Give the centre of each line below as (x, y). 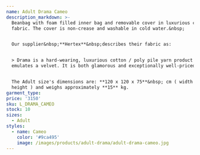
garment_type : (24, 93)
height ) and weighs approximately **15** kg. (70, 87)
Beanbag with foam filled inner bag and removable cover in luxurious (101, 23)
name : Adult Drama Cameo (37, 12)
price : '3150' (24, 98)
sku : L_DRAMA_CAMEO (30, 104)
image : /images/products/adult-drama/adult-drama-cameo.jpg (93, 143)
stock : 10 (18, 110)
